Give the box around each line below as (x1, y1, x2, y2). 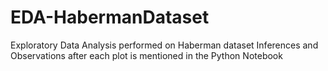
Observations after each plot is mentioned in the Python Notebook (10, 49, 283, 61)
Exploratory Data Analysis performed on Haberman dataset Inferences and (10, 39, 319, 51)
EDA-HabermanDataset (10, 6, 210, 29)
